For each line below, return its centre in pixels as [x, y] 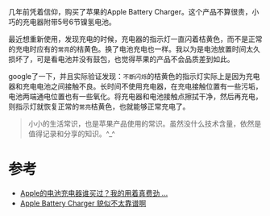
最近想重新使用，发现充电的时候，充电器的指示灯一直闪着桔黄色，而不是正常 [135, 39]
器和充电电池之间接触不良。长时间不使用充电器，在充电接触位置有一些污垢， [135, 86]
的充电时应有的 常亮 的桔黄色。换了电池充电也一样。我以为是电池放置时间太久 [134, 49]
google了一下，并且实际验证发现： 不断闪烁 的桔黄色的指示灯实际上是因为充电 [134, 76]
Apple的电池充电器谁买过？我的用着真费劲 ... [94, 193]
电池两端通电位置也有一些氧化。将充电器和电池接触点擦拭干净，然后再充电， [135, 96]
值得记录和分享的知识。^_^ [71, 134]
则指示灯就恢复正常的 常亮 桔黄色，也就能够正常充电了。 [99, 106]
